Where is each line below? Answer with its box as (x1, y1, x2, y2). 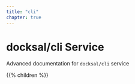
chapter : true (6, 14, 42, 20)
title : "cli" (6, 8, 39, 15)
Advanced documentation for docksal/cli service (6, 60, 130, 67)
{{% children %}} (6, 71, 49, 79)
